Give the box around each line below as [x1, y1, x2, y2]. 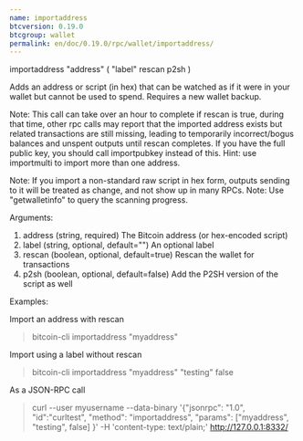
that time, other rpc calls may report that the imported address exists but [9, 119, 283, 130]
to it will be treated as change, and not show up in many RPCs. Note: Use [9, 184, 285, 196]
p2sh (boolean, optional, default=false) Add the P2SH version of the [22, 268, 278, 279]
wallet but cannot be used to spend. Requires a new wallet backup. [9, 91, 262, 102]
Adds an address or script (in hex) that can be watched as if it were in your [9, 81, 290, 92]
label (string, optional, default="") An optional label [22, 239, 214, 251]
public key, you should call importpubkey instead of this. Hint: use [9, 148, 257, 159]
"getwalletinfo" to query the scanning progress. [9, 194, 189, 205]
